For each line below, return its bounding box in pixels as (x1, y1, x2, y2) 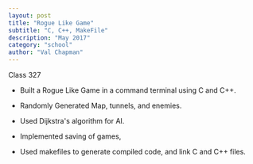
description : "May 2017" (8, 33, 91, 42)
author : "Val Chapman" (8, 48, 84, 56)
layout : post (8, 11, 52, 20)
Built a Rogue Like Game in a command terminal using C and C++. (19, 86, 236, 95)
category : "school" (8, 41, 73, 49)
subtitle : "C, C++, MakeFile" (8, 26, 109, 34)
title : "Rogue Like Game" (8, 19, 94, 27)
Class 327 (8, 71, 41, 79)
